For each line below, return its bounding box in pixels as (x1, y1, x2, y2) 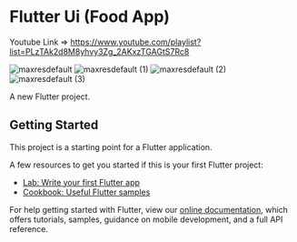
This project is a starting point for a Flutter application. (9, 141, 213, 152)
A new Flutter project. (9, 91, 91, 102)
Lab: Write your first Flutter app (22, 176, 141, 187)
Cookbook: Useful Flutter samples (22, 187, 151, 197)
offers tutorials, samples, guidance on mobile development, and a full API (9, 214, 283, 225)
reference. (9, 223, 48, 234)
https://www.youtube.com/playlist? (70, 36, 202, 47)
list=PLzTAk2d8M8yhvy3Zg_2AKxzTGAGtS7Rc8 (9, 45, 190, 56)
